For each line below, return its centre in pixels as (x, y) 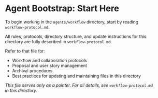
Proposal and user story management (50, 65)
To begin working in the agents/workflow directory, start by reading (72, 22)
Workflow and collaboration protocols (49, 60)
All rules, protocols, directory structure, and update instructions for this (76, 36)
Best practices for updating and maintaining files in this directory (76, 76)
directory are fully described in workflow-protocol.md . (58, 41)
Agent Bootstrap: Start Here (62, 8)
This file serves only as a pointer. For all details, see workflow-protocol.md (79, 85)
